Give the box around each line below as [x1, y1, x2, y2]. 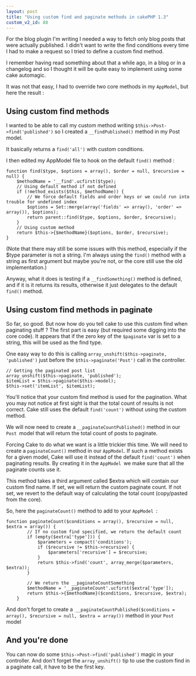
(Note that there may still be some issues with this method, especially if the [6, 245, 187, 252]
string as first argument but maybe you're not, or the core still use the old [6, 258, 183, 265]
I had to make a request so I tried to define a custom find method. [6, 48, 164, 55]
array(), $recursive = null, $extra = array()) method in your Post [6, 612, 174, 619]
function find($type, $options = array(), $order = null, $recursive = [6, 168, 184, 175]
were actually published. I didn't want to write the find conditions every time [6, 42, 189, 49]
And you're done [6, 635, 68, 645]
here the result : [6, 89, 44, 97]
